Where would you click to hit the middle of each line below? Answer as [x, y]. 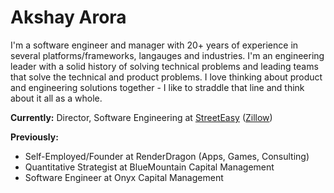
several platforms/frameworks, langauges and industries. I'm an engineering [167, 55]
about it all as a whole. [56, 98]
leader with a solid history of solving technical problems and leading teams [164, 66]
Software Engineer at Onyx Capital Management [124, 177]
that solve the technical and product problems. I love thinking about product [166, 77]
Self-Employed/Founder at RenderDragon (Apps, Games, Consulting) [167, 156]
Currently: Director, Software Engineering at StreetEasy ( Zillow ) [141, 117]
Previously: [34, 137]
